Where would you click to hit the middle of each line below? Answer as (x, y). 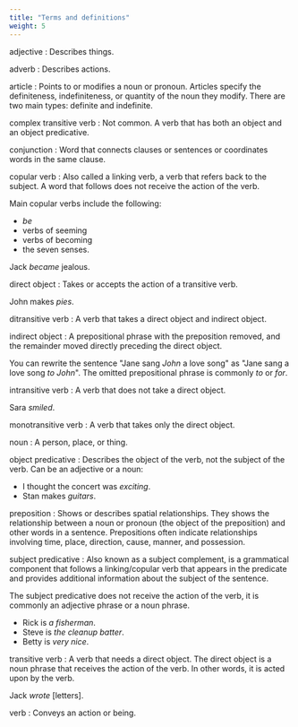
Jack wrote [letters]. (47, 695)
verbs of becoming (57, 239)
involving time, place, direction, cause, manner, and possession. (128, 541)
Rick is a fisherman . (59, 622)
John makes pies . (42, 301)
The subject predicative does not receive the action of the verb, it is (134, 595)
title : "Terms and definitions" (69, 17)
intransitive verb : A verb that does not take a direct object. (118, 390)
